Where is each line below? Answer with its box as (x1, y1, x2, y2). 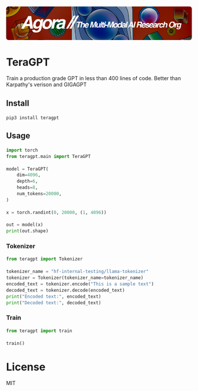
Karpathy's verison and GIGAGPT (6, 81, 87, 88)
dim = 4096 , (16, 172, 41, 178)
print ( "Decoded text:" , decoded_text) (6, 300, 101, 305)
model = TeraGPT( (6, 166, 49, 172)
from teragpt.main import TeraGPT (6, 153, 91, 159)
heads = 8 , (16, 185, 38, 190)
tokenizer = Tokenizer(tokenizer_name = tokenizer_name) (6, 275, 144, 281)
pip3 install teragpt (6, 115, 60, 121)
